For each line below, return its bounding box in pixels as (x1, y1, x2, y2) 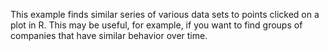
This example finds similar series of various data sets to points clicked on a (10, 9, 320, 20)
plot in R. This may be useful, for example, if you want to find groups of (10, 19, 303, 31)
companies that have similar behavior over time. (10, 30, 208, 41)
